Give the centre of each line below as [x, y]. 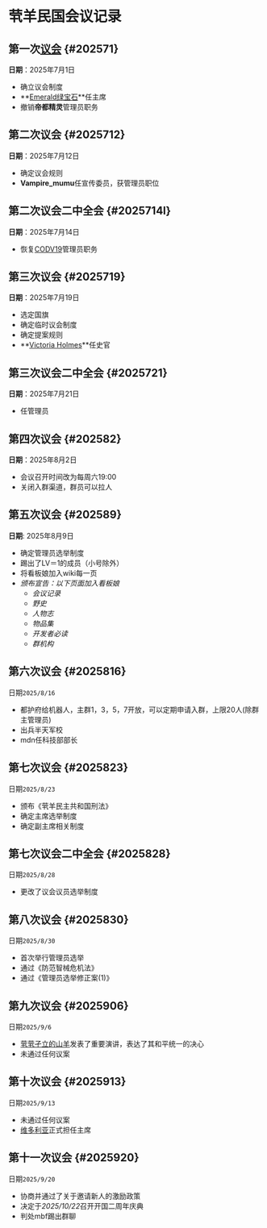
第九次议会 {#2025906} [69, 1006]
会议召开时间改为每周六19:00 [68, 477]
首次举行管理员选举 [52, 958]
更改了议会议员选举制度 [59, 892]
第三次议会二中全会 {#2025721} [88, 373]
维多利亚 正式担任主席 [55, 1130]
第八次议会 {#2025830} [69, 920]
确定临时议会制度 [48, 325]
